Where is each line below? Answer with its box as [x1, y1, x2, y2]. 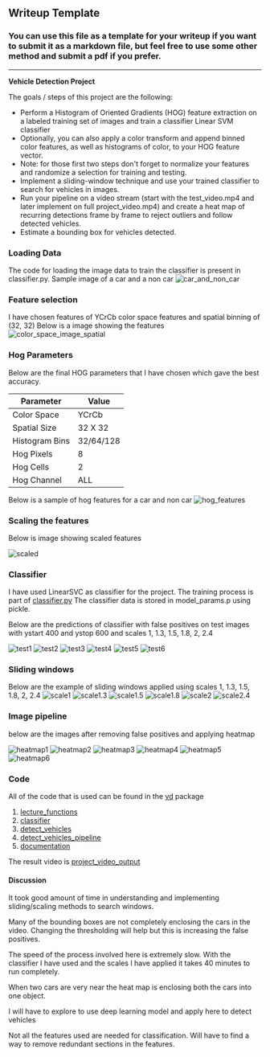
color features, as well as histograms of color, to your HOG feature [19, 141, 239, 151]
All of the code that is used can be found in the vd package [8, 792, 204, 801]
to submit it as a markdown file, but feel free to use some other [8, 40, 258, 51]
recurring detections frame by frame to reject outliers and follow [19, 210, 233, 219]
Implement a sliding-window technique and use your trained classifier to [19, 176, 260, 186]
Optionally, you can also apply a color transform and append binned [19, 133, 245, 143]
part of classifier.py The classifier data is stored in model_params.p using [8, 596, 252, 605]
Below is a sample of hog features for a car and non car [8, 494, 193, 505]
